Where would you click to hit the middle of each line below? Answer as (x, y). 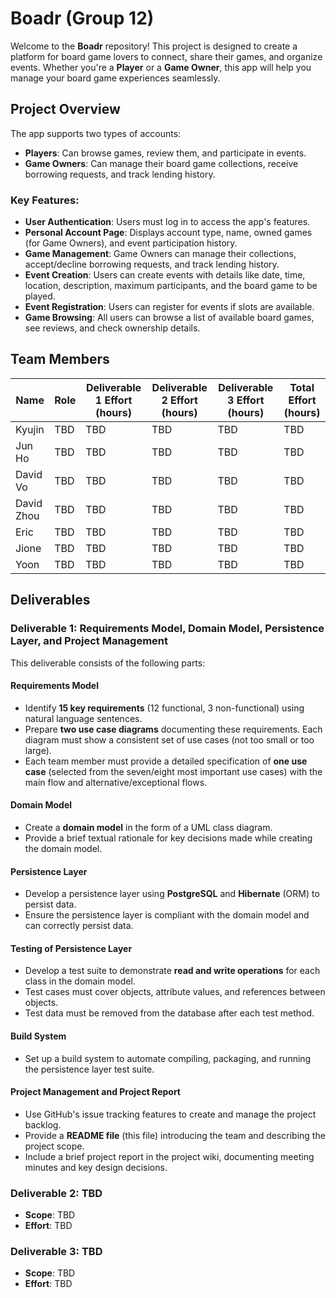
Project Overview (65, 109)
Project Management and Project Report (95, 1092)
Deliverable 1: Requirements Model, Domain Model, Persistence (167, 629)
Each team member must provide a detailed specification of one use (166, 761)
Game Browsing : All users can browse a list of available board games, (169, 318)
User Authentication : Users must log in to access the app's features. (167, 222)
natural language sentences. (83, 718)
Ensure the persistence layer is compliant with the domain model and (167, 915)
